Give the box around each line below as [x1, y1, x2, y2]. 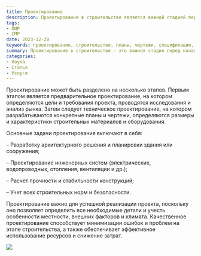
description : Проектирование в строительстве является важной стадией [6, 14, 186, 20]
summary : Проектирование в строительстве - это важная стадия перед [6, 48, 181, 54]
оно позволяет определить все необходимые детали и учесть [6, 207, 166, 214]
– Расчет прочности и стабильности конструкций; [6, 177, 135, 184]
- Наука [6, 59, 26, 65]
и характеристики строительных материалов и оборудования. [6, 118, 166, 126]
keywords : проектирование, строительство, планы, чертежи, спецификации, [6, 42, 194, 48]
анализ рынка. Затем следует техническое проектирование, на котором [6, 105, 192, 112]
